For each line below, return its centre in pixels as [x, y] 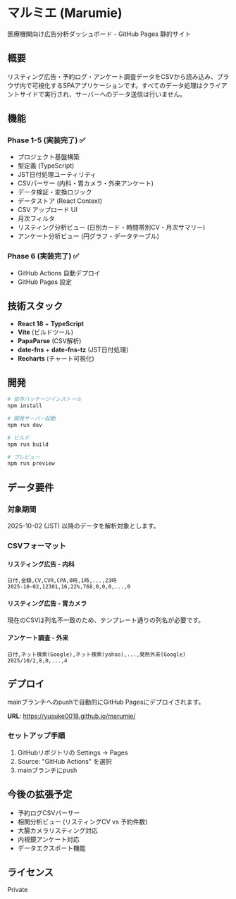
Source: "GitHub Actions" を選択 [64, 761]
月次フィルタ [36, 218]
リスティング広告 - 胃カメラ [47, 603]
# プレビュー [24, 457]
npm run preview [31, 464]
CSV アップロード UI [47, 210]
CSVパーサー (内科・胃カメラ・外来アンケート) [85, 183]
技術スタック [35, 306]
